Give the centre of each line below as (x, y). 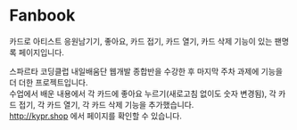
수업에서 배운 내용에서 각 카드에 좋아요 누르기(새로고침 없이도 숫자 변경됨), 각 (143, 93)
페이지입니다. (41, 52)
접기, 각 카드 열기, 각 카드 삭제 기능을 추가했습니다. (106, 104)
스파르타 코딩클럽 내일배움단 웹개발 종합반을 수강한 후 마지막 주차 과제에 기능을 (146, 71)
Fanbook (42, 16)
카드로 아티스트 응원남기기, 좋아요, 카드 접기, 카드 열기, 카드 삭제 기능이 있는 (141, 41)
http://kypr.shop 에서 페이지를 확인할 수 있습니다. (96, 116)
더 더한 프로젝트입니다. (49, 82)
